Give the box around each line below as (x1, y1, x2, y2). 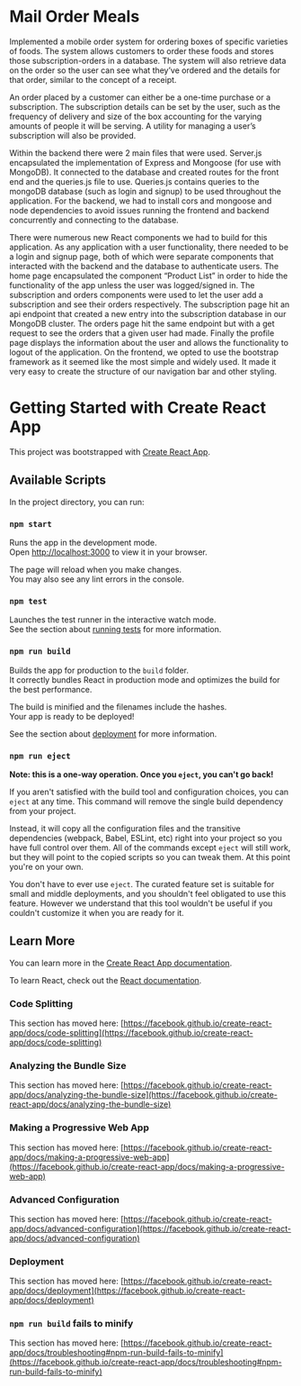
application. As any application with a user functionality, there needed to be (9, 241, 289, 252)
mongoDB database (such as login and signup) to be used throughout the (9, 186, 281, 196)
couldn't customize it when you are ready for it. (9, 907, 184, 918)
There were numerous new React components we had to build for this (9, 231, 268, 242)
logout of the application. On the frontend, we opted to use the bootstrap (9, 347, 279, 358)
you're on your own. (9, 861, 84, 872)
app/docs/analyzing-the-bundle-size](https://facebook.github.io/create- (9, 1090, 279, 1101)
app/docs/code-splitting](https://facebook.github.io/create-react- (9, 1027, 253, 1037)
